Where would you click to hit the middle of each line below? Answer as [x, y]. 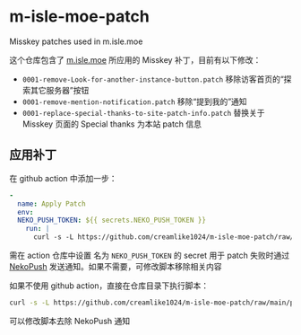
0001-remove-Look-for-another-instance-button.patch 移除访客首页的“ [153, 79]
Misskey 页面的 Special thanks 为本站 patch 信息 [112, 124]
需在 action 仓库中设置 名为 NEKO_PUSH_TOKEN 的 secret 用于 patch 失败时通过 [149, 255]
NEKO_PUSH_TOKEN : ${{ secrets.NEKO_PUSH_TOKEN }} [112, 220]
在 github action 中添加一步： [63, 178]
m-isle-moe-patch [79, 17]
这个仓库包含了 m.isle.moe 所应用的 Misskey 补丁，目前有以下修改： [135, 59]
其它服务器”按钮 [60, 90]
